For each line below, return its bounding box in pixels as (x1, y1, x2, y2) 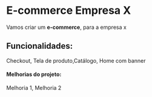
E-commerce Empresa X (6, 4, 131, 17)
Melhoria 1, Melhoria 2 (6, 84, 62, 91)
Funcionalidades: (6, 41, 73, 51)
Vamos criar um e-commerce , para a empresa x (6, 23, 127, 31)
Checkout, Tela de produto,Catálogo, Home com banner (6, 57, 146, 64)
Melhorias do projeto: (6, 70, 62, 78)
